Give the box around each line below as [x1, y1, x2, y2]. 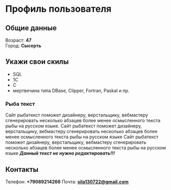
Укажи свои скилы [5, 58, 69, 66]
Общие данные [5, 24, 57, 32]
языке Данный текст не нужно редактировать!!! [5, 150, 115, 157]
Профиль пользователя [5, 3, 112, 15]
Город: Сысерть [5, 43, 42, 49]
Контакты [5, 165, 39, 174]
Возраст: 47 [5, 37, 32, 43]
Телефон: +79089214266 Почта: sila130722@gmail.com [5, 178, 129, 185]
